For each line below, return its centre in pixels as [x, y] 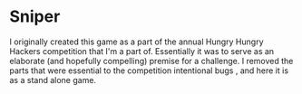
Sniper [35, 17]
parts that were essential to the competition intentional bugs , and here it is [149, 70]
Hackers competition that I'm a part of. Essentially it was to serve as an [142, 51]
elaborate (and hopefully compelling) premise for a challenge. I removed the [151, 61]
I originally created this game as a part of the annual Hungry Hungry [136, 42]
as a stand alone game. [53, 80]
